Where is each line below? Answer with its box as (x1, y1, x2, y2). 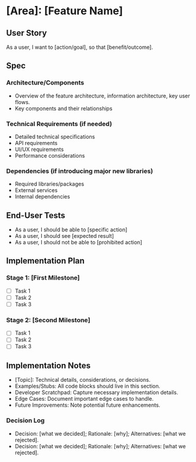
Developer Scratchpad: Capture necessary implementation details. (14, 389, 179, 396)
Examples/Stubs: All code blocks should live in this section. (14, 382, 161, 390)
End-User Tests (6, 210, 66, 221)
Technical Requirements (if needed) (6, 120, 112, 128)
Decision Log (6, 416, 45, 425)
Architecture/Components (6, 78, 85, 87)
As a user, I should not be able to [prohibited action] (14, 239, 142, 246)
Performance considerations (14, 152, 85, 159)
